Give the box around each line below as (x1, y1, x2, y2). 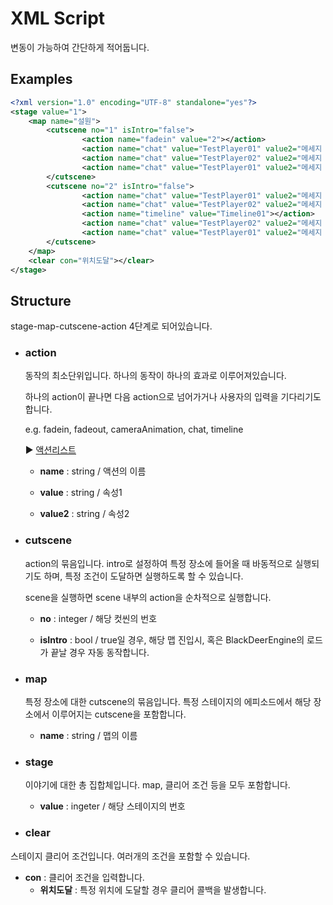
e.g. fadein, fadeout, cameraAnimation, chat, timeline (24, 423, 244, 436)
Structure (10, 292, 72, 309)
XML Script (10, 7, 106, 30)
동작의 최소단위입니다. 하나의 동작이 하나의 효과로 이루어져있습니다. (24, 370, 287, 382)
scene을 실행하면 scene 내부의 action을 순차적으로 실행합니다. (24, 591, 272, 603)
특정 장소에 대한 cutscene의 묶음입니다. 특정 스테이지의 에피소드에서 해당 (24, 696, 312, 708)
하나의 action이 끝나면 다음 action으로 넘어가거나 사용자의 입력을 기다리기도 (24, 391, 322, 403)
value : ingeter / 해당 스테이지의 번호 (39, 800, 186, 812)
